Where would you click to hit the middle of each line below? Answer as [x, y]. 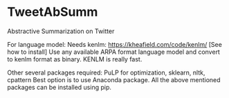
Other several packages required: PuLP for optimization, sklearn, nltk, [106, 72]
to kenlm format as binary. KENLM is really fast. [75, 59]
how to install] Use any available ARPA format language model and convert [113, 52]
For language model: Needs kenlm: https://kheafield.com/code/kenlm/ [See [115, 44]
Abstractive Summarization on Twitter [61, 31]
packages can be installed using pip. [59, 87]
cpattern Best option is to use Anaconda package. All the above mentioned [114, 79]
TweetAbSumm [53, 12]
